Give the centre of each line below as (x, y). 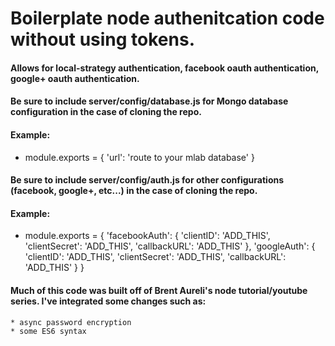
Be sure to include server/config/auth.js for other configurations (147, 180)
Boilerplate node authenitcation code (167, 18)
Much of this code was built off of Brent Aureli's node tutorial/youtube (159, 290)
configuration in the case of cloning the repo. (106, 112)
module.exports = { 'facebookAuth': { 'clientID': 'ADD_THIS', (147, 236)
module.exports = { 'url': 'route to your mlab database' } (139, 157)
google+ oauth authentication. (75, 78)
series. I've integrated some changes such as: (108, 301)
